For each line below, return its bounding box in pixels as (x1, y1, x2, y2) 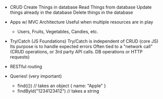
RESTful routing (9, 64, 42, 69)
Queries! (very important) (9, 73, 62, 79)
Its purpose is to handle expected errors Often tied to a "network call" (9, 44, 153, 49)
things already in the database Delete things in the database (9, 9, 133, 15)
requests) (9, 54, 30, 60)
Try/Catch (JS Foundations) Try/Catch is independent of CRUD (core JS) (9, 38, 159, 44)
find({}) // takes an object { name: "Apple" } (17, 83, 106, 89)
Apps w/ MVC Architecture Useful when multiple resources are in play (9, 19, 154, 25)
